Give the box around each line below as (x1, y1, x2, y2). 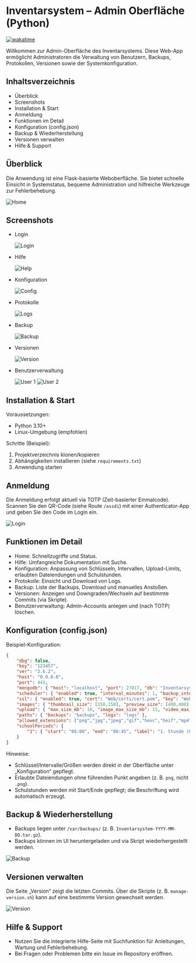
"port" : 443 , (16, 679, 48, 685)
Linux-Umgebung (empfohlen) (14, 429, 87, 436)
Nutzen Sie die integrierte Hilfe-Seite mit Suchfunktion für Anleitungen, (14, 937, 185, 944)
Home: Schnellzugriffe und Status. (14, 552, 97, 559)
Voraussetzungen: (6, 411, 50, 418)
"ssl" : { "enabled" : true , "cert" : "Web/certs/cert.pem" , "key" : (16, 696, 179, 702)
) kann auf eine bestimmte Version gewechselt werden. (32, 894, 165, 901)
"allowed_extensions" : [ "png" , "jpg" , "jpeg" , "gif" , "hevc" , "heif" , (16, 718, 179, 724)
